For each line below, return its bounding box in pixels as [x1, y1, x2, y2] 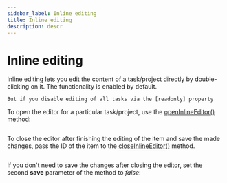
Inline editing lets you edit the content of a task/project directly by [7, 75, 194, 83]
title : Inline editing [7, 17, 72, 23]
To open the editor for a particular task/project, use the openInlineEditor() [7, 108, 215, 116]
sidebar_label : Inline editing [7, 10, 97, 17]
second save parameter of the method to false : [7, 169, 141, 177]
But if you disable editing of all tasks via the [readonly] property [7, 96, 214, 103]
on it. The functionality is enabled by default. [30, 83, 158, 91]
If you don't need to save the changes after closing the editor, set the [7, 161, 203, 169]
